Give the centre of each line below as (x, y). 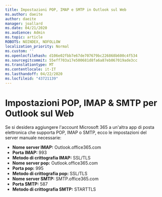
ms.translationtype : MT (30, 65)
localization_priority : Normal (37, 46)
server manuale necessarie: (33, 138)
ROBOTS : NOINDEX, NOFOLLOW (33, 42)
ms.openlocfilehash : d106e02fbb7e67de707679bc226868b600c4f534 (71, 56)
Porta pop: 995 (28, 168)
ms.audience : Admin (25, 33)
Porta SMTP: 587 (30, 184)
